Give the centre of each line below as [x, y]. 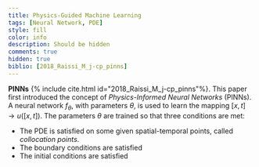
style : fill [27, 30]
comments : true [33, 52]
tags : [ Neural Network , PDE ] [56, 23]
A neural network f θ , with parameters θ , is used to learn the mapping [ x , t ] [127, 106]
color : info [27, 37]
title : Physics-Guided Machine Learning [75, 15]
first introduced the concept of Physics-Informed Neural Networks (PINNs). [130, 97]
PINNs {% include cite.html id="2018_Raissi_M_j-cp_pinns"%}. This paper [128, 89]
